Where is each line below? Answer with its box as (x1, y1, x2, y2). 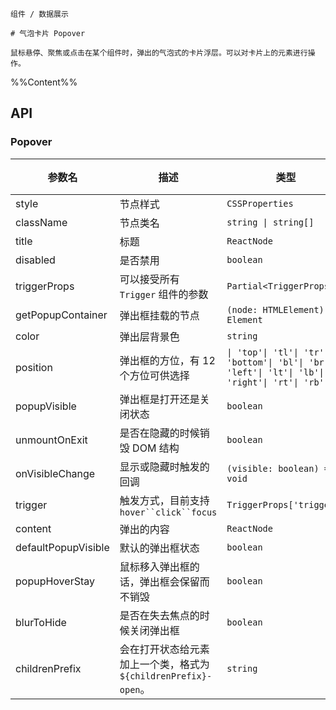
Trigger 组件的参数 (119, 287, 209, 301)
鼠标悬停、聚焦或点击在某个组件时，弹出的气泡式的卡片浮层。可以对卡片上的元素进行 (10, 48, 308, 58)
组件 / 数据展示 (10, 9, 69, 19)
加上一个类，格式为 (119, 657, 210, 671)
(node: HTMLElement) (226, 304, 325, 315)
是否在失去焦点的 (119, 608, 200, 622)
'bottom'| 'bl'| (226, 356, 305, 368)
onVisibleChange (15, 466, 96, 480)
